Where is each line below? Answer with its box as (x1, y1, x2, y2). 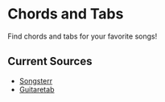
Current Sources (7, 55, 93, 68)
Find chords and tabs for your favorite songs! (7, 31, 158, 41)
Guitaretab (19, 84, 55, 94)
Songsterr (19, 75, 53, 85)
